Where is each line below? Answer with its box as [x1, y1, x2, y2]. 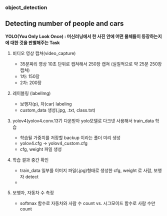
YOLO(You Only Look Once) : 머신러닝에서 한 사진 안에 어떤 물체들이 [5, 33, 141, 39]
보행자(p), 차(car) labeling [19, 100, 72, 106]
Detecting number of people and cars [5, 19, 124, 28]
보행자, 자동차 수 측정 [12, 189, 54, 195]
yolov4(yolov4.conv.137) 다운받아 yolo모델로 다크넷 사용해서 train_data [12, 117, 154, 123]
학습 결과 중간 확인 [12, 156, 49, 162]
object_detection [5, 4, 47, 11]
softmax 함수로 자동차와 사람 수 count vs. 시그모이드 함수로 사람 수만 [19, 200, 155, 206]
